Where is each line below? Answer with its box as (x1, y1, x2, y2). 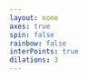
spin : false (9, 30, 54, 39)
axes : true (9, 22, 51, 31)
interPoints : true (9, 47, 79, 56)
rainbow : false (9, 38, 67, 48)
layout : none (9, 13, 59, 23)
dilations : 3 (9, 55, 59, 64)
